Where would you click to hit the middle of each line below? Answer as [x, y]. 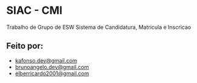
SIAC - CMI [34, 11]
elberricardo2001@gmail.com [52, 73]
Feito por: [25, 46]
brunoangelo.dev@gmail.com [52, 67]
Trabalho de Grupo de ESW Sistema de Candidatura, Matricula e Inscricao [99, 27]
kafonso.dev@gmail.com [46, 60]
